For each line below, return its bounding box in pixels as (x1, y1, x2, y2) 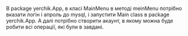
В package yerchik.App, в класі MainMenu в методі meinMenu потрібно (6, 5, 183, 12)
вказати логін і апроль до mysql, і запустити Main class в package (6, 11, 170, 18)
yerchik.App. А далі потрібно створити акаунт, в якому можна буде (6, 17, 174, 24)
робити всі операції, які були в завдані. (6, 23, 104, 30)
